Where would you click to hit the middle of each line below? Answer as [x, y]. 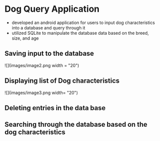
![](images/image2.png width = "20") [42, 65]
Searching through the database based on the [76, 125]
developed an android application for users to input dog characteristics [83, 23]
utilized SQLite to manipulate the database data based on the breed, [80, 33]
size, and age [25, 38]
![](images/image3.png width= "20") [41, 93]
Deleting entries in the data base [55, 108]
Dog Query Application [52, 9]
